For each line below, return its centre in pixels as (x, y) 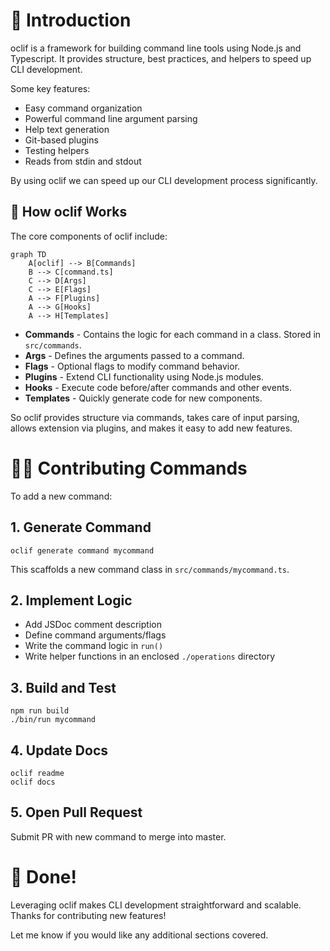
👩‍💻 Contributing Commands (129, 468)
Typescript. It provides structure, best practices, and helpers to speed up (161, 58)
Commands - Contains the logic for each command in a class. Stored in (173, 334)
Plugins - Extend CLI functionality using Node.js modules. (144, 376)
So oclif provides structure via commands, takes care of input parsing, (155, 417)
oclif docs (33, 782)
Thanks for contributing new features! (88, 915)
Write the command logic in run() (94, 646)
